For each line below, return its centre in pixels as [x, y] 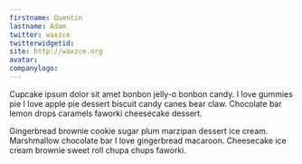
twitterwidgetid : [42, 43]
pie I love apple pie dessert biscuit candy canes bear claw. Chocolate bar [146, 103]
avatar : [24, 60]
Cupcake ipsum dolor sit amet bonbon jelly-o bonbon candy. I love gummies [151, 94]
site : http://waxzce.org [56, 52]
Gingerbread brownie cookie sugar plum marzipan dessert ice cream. [139, 130]
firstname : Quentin [46, 18]
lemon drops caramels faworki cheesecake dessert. [106, 113]
